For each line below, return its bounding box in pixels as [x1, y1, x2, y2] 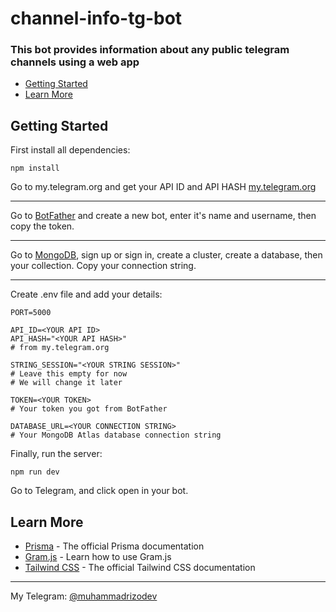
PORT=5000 [10, 308, 52, 318]
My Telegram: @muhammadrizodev [10, 590, 158, 602]
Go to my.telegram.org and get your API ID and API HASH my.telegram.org [10, 181, 317, 193]
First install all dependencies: [10, 144, 131, 156]
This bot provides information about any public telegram [10, 43, 290, 57]
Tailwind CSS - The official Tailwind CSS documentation [24, 562, 256, 574]
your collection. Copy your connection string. [10, 260, 197, 272]
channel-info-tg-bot [10, 7, 183, 30]
